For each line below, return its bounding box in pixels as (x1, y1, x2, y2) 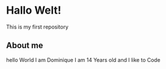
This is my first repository (6, 23, 69, 30)
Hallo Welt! (6, 4, 62, 17)
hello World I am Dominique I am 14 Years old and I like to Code (6, 56, 161, 63)
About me (6, 40, 43, 51)
